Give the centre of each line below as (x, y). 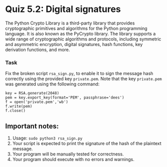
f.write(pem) (19, 106)
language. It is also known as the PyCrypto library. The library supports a (80, 33)
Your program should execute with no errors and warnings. (73, 159)
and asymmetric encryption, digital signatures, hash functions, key (74, 44)
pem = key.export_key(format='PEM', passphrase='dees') (65, 98)
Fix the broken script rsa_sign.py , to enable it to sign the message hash (79, 73)
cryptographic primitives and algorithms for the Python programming (76, 28)
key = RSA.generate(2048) (32, 93)
